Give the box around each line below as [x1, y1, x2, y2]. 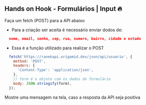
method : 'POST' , [13, 59, 46, 64]
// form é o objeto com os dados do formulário [13, 77, 111, 82]
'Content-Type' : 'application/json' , [17, 68, 94, 73]
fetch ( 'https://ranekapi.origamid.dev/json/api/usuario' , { [9, 54, 132, 59]
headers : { [13, 63, 35, 68]
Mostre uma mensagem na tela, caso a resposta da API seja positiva [4, 94, 141, 100]
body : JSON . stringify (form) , [13, 81, 72, 86]
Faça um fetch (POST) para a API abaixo [4, 17, 85, 23]
